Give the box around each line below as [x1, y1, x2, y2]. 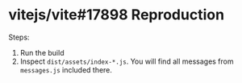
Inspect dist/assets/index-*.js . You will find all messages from [19, 56, 234, 66]
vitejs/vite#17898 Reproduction [8, 6, 224, 24]
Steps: [8, 32, 30, 42]
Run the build [19, 48, 65, 57]
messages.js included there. [19, 64, 113, 74]
